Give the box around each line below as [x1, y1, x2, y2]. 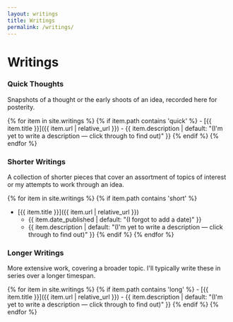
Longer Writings [7, 248, 64, 258]
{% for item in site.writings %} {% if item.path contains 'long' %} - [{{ [7, 285, 209, 294]
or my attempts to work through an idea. [7, 180, 125, 189]
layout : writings [7, 10, 59, 18]
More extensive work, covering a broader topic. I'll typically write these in [7, 264, 221, 272]
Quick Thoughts [7, 79, 64, 89]
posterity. [7, 103, 35, 111]
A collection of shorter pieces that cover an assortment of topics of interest [7, 173, 227, 181]
